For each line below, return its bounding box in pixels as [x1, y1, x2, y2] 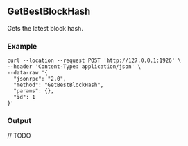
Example [7, 41, 37, 51]
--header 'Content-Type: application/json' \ [7, 63, 141, 70]
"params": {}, [13, 88, 54, 95]
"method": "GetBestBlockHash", [13, 81, 104, 89]
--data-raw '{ [7, 70, 49, 76]
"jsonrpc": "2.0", [13, 76, 67, 83]
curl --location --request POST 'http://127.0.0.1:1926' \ [7, 57, 182, 65]
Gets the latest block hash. [7, 24, 83, 32]
